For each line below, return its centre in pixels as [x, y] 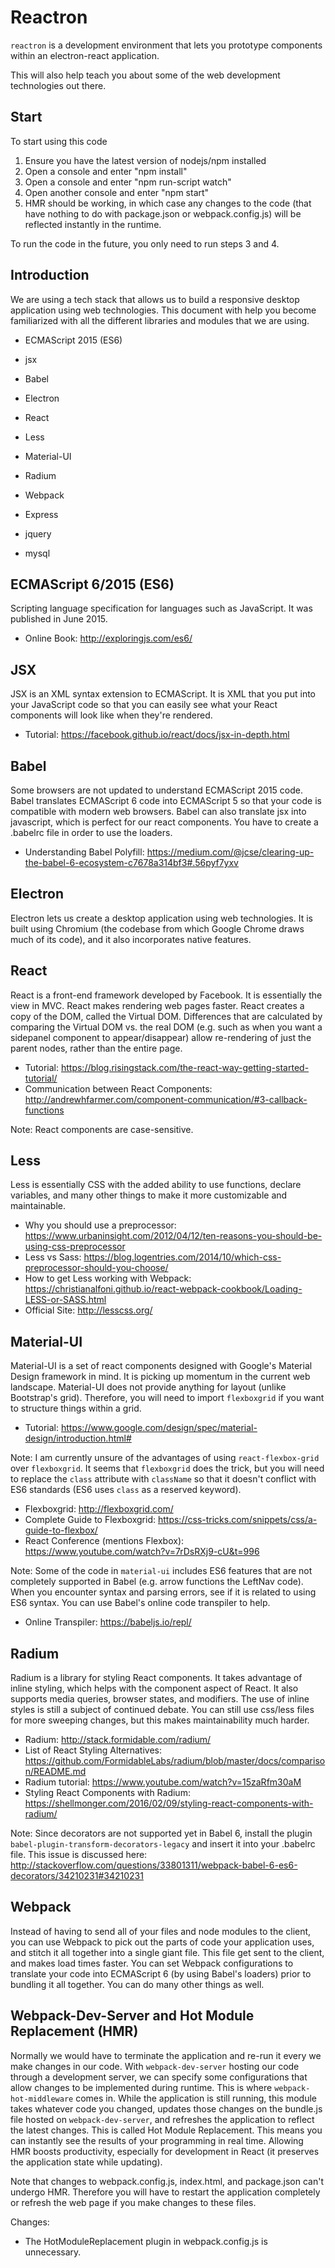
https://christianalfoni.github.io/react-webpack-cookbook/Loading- [163, 1289]
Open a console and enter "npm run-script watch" [128, 182]
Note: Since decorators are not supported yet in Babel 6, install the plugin [161, 1833]
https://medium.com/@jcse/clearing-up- [230, 852]
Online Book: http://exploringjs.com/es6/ [108, 638]
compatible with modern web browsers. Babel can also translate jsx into [158, 811]
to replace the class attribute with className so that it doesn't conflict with [163, 1479]
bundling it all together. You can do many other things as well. [137, 1984]
